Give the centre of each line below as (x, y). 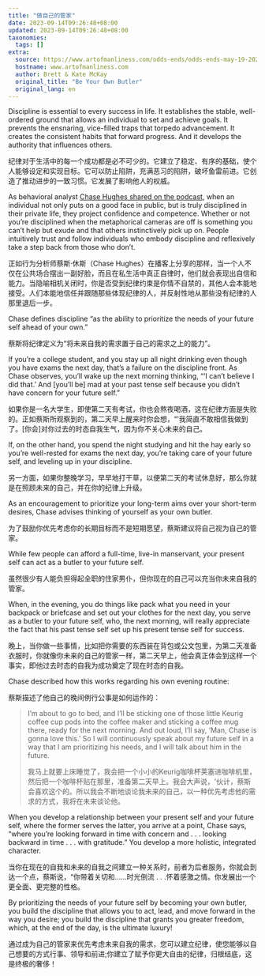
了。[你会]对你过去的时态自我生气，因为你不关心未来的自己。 (108, 429)
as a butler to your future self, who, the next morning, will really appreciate (129, 621)
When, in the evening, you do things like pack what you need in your (119, 605)
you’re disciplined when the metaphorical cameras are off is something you (131, 222)
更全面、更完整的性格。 (46, 887)
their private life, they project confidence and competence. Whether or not (129, 213)
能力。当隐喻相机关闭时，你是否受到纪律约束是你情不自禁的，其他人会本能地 (132, 283)
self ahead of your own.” (48, 327)
